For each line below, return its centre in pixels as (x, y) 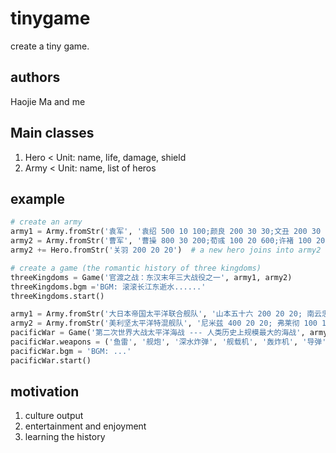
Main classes (52, 133)
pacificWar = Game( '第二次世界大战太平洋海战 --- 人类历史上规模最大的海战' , (158, 333)
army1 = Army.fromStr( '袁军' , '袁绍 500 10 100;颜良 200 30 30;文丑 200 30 (166, 232)
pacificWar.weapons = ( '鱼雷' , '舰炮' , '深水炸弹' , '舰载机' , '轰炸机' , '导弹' (168, 342)
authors (35, 77)
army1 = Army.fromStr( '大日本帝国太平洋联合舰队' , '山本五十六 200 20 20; (156, 314)
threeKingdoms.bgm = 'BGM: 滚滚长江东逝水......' (108, 287)
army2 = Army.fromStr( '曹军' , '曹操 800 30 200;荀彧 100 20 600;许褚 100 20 (168, 241)
